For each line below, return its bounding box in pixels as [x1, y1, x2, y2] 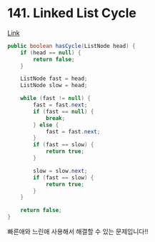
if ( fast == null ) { [33, 108, 94, 115]
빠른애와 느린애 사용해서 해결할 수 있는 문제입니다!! [7, 227, 149, 236]
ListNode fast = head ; [20, 75, 88, 83]
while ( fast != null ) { [20, 95, 91, 102]
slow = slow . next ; [33, 167, 88, 174]
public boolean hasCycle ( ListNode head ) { [7, 42, 136, 49]
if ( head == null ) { [20, 49, 81, 56]
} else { [33, 121, 59, 128]
